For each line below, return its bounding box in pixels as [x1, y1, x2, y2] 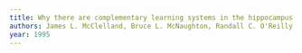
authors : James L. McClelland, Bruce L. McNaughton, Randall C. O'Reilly [9, 22, 294, 31]
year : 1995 [9, 30, 51, 39]
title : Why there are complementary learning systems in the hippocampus [9, 13, 294, 22]
